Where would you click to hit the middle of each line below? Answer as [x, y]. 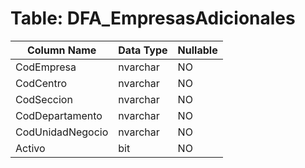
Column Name [61, 50]
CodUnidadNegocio [62, 132]
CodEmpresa [46, 67]
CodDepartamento [59, 115]
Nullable [197, 50]
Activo [30, 148]
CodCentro [41, 83]
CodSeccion [44, 99]
